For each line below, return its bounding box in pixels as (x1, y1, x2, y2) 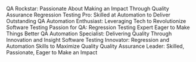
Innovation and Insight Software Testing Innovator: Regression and (6, 37, 170, 43)
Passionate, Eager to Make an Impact (6, 49, 98, 56)
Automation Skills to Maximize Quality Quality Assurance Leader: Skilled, (6, 43, 185, 50)
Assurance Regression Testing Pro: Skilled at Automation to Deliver (6, 11, 171, 18)
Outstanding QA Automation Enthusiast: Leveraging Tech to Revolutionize (6, 18, 186, 24)
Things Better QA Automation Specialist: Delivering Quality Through (6, 30, 172, 37)
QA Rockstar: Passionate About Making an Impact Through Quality (6, 5, 170, 12)
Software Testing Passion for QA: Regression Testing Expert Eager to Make (6, 24, 191, 31)
